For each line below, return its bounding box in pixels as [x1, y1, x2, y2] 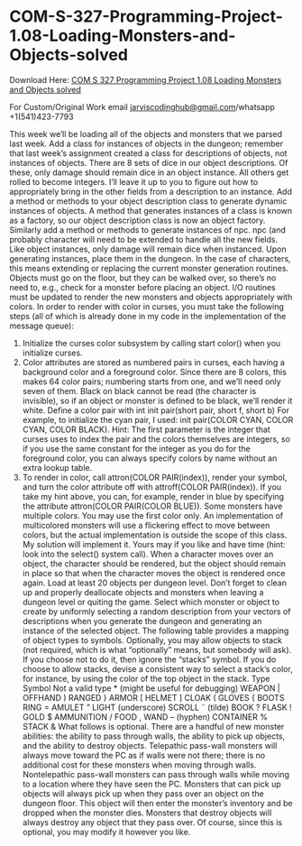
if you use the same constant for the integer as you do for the [22, 443, 251, 454]
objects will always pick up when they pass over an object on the [22, 787, 264, 799]
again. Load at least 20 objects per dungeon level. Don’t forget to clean [22, 577, 287, 588]
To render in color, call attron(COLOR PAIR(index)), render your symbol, [22, 472, 288, 483]
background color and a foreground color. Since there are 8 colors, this [22, 366, 287, 377]
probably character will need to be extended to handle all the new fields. [9, 234, 278, 244]
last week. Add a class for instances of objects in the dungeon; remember [9, 138, 284, 149]
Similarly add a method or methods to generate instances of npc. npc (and [9, 224, 287, 235]
